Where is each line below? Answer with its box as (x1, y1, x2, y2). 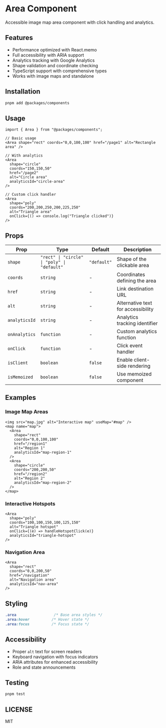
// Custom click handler (5, 192, 56, 197)
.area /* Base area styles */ (5, 612, 103, 618)
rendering (127, 363, 151, 370)
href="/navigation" (9, 573, 50, 578)
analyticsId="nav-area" (9, 582, 58, 587)
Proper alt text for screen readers (12, 648, 83, 654)
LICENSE (5, 705, 33, 714)
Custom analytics (117, 328, 157, 335)
